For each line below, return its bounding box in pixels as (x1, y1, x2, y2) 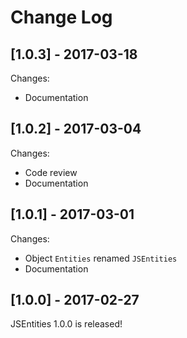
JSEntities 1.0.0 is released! (10, 318, 123, 330)
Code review (24, 166, 78, 178)
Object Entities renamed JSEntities (24, 252, 178, 264)
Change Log (10, 6, 113, 29)
